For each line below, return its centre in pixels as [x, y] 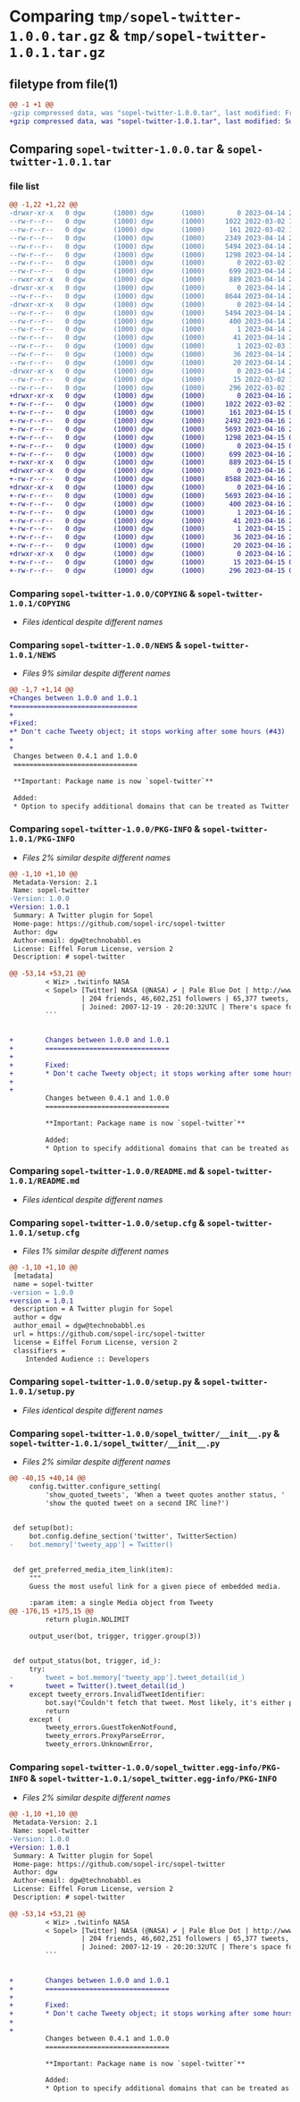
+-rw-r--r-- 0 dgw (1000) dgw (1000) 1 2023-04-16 [147, 512]
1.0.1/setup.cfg [45, 1232]
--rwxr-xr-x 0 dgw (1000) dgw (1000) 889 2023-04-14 [147, 280]
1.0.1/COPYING [40, 604]
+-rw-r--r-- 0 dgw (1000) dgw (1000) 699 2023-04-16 [147, 454]
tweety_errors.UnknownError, [99, 1744]
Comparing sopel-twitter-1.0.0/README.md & [107, 1171]
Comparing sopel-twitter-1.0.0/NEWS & [96, 645]
